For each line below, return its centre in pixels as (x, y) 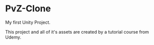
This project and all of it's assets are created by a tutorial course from (77, 32)
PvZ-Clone (28, 9)
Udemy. (13, 37)
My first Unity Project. (28, 22)
